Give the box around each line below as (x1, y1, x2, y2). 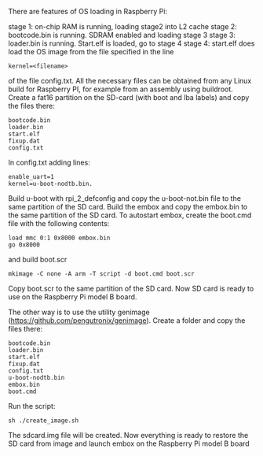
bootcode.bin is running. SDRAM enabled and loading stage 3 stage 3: (8, 31, 236, 39)
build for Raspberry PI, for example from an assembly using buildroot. (8, 84, 233, 94)
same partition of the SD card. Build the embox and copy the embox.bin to (8, 202, 248, 211)
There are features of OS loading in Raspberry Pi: (8, 7, 167, 16)
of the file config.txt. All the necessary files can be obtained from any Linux (8, 76, 252, 85)
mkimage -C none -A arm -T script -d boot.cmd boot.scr (8, 270, 195, 278)
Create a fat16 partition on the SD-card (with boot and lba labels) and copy (8, 93, 250, 102)
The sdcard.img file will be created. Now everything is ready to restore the (8, 431, 249, 439)
